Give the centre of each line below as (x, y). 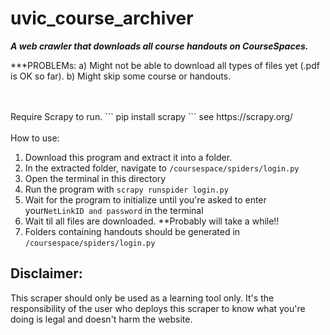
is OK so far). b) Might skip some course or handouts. (121, 76)
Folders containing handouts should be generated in (132, 231)
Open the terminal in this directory (95, 178)
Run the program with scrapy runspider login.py (126, 189)
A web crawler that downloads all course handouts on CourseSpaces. (159, 46)
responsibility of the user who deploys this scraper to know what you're (158, 308)
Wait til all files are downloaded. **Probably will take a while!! (152, 221)
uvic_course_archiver (102, 18)
